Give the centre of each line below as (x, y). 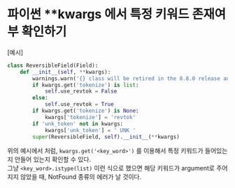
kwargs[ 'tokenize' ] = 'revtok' (90, 117)
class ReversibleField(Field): (53, 65)
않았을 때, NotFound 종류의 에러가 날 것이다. (81, 177)
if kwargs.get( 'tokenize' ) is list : (86, 85)
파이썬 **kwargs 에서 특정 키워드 (98, 14)
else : (41, 98)
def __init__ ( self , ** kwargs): (65, 72)
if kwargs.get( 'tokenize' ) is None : (86, 111)
